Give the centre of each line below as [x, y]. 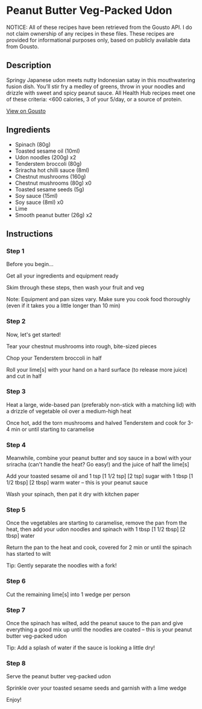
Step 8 [16, 663]
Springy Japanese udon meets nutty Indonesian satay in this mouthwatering [101, 80]
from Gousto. [23, 46]
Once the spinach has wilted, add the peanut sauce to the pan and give [95, 623]
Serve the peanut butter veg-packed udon [59, 676]
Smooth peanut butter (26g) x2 [53, 215]
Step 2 [16, 322]
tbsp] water [21, 536]
